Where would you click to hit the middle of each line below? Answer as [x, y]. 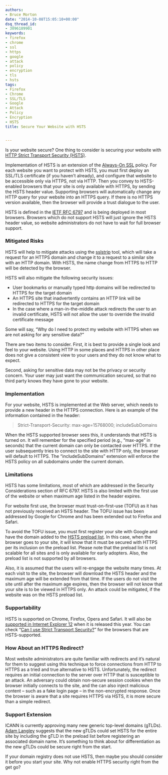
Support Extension [28, 714]
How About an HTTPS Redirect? [44, 648]
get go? [13, 767]
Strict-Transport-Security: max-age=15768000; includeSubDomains [87, 425]
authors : [14, 10]
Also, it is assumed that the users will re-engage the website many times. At [83, 568]
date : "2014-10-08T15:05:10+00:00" [42, 19]
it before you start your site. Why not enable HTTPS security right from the [82, 762]
